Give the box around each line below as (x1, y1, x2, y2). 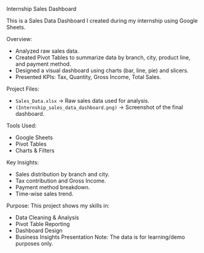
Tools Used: (6, 122, 37, 129)
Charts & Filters (15, 147, 55, 154)
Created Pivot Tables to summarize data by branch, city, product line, (15, 54, 191, 61)
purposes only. (15, 240, 53, 247)
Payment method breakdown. (15, 184, 90, 191)
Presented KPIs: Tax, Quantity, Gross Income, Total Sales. (15, 74, 162, 80)
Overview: (6, 36, 33, 42)
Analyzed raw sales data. (15, 47, 79, 55)
